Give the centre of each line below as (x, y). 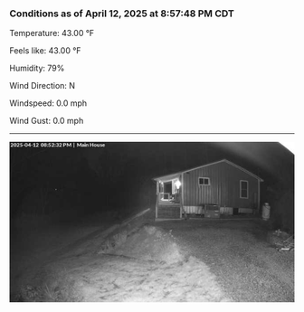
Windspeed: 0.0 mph (48, 103)
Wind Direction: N (42, 86)
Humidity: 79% (37, 68)
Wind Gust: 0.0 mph (47, 121)
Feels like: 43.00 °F (45, 51)
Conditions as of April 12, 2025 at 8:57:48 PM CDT (122, 14)
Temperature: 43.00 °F (52, 33)
